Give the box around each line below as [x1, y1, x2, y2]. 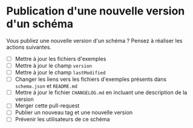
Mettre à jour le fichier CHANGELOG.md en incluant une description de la [15, 89, 188, 96]
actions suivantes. [6, 43, 51, 51]
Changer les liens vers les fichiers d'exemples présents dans [15, 75, 167, 83]
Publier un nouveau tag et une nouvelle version [15, 109, 133, 116]
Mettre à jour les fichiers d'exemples [15, 55, 106, 62]
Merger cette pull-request [15, 102, 80, 109]
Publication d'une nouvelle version [6, 4, 185, 18]
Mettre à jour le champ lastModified [15, 69, 106, 76]
